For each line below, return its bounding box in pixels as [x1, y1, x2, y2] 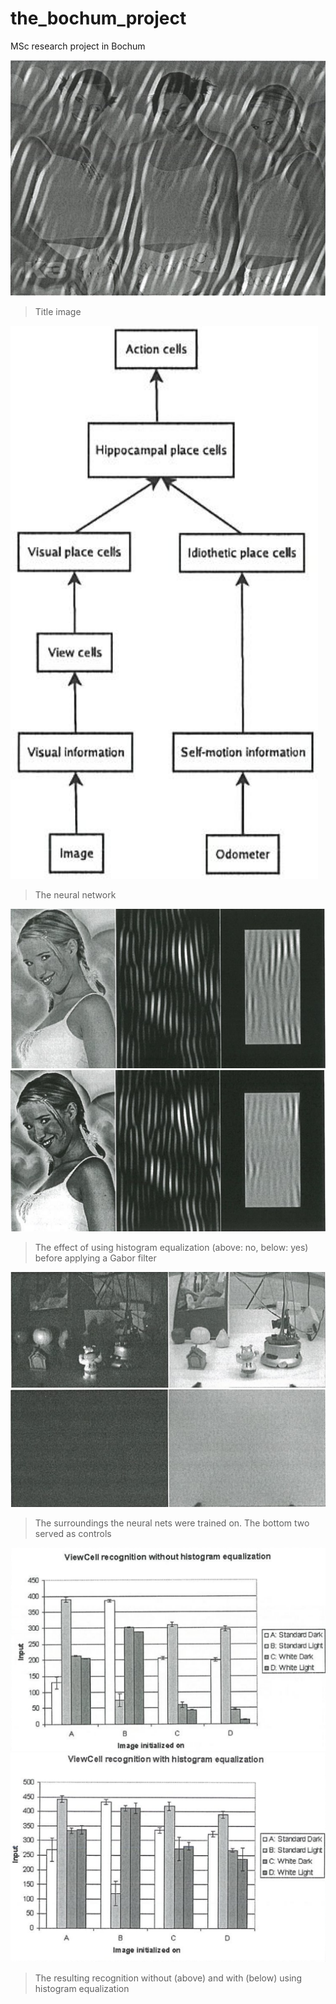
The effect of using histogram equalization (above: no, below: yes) [34, 1242, 309, 1254]
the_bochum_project [10, 7, 187, 30]
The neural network [34, 889, 117, 901]
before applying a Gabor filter [34, 1252, 157, 1264]
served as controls [34, 1527, 112, 1539]
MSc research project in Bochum [10, 40, 146, 52]
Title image [34, 306, 82, 318]
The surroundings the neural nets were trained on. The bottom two [34, 1517, 310, 1529]
